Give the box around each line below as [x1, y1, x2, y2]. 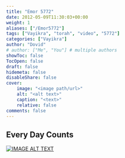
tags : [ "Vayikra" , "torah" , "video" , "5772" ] [6, 31, 120, 37]
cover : [6, 80, 22, 86]
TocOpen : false [6, 58, 44, 64]
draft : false [6, 63, 38, 70]
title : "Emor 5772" [6, 8, 54, 15]
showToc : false [6, 53, 44, 59]
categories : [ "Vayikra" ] [6, 36, 67, 42]
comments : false [6, 108, 46, 114]
